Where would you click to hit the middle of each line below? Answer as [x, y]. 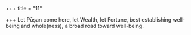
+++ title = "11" [24, 8]
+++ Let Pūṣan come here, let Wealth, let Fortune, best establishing [89, 20]
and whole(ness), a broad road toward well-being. [82, 26]
